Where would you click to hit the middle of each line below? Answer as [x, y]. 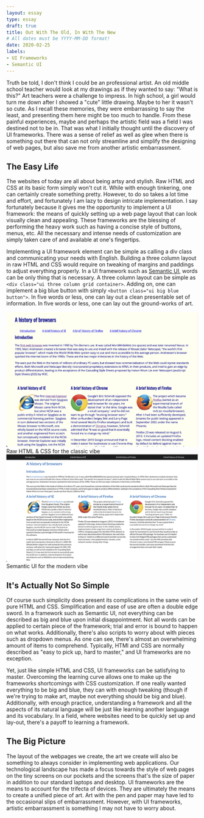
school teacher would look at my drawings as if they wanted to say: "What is [102, 89]
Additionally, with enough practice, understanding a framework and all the [99, 703]
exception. [19, 659]
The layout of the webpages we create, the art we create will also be [92, 756]
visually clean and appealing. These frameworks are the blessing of [91, 221]
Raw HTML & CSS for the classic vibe [53, 451]
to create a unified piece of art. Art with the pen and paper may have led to [100, 795]
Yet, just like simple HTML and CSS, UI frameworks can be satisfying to [96, 670]
